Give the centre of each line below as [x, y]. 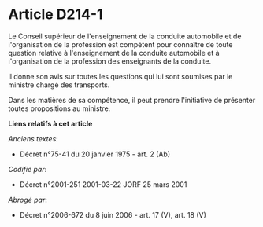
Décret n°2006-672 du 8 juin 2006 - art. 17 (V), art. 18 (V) [113, 214]
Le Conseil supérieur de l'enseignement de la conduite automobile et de [125, 36]
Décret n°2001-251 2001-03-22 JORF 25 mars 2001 [103, 184]
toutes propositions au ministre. [59, 108]
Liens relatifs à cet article [50, 123]
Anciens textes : [33, 138]
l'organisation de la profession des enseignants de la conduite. [109, 61]
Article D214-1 [56, 15]
